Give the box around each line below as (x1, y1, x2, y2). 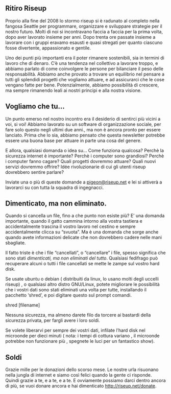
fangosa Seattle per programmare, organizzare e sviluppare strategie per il (5, 23, 162, 29)
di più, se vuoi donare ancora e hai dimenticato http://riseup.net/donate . (5, 383, 157, 389)
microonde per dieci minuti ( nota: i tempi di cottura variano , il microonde (5, 333, 160, 339)
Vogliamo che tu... (5, 102, 65, 111)
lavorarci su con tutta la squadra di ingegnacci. (5, 184, 104, 191)
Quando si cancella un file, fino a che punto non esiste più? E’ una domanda (5, 213, 165, 219)
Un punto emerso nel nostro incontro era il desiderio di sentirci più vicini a (5, 115, 161, 122)
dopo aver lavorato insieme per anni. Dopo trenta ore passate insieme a (5, 34, 156, 40)
